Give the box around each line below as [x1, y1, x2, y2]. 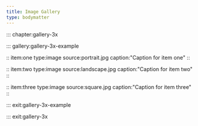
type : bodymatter [6, 14, 50, 20]
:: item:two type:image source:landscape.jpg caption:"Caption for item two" [6, 65, 193, 72]
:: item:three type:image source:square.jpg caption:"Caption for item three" [6, 83, 192, 90]
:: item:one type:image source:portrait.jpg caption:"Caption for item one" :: [6, 54, 190, 61]
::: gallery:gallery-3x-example [6, 42, 79, 50]
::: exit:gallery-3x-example [6, 101, 71, 108]
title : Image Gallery [6, 8, 61, 15]
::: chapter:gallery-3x [6, 30, 58, 38]
